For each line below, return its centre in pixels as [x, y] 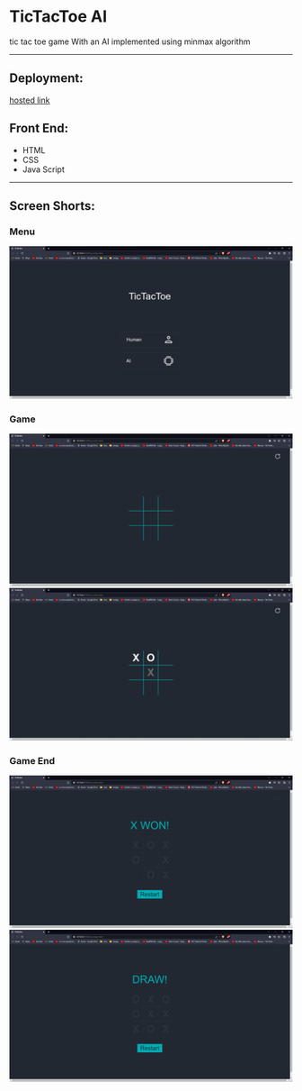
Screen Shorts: [53, 206]
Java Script [43, 169]
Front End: [39, 128]
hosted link [30, 100]
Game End [32, 760]
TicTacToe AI [58, 17]
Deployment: [46, 78]
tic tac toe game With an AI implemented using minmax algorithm [130, 41]
